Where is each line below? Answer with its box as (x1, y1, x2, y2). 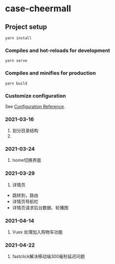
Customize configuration (5, 92, 66, 99)
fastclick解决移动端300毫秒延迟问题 (12, 254, 85, 260)
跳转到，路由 (12, 192, 38, 198)
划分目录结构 (12, 128, 38, 134)
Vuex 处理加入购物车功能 (12, 229, 63, 235)
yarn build (5, 81, 28, 86)
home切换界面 (12, 157, 41, 163)
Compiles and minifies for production (5, 70, 96, 76)
